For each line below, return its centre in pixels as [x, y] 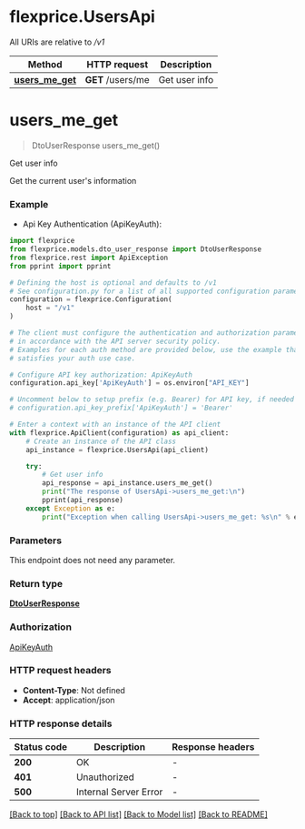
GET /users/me [117, 79]
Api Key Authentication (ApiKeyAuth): [92, 224]
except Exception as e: [71, 508]
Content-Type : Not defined [74, 690]
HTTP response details [61, 723]
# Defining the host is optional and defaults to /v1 [113, 283]
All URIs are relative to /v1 [57, 42]
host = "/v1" [50, 308]
